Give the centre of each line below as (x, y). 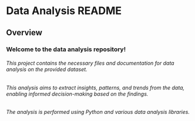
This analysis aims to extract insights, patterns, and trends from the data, (95, 88)
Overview (24, 33)
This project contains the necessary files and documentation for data (90, 63)
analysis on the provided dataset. (47, 69)
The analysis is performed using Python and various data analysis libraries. (98, 112)
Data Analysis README (64, 11)
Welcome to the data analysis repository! (66, 49)
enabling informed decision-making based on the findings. (77, 94)
